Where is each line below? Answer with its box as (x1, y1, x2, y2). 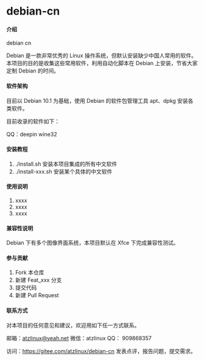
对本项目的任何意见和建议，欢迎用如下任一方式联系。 (6, 321, 140, 329)
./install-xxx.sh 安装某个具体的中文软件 (15, 167, 113, 175)
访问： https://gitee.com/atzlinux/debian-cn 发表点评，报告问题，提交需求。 (6, 347, 196, 354)
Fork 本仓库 (15, 269, 44, 276)
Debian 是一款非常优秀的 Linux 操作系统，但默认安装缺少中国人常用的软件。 (6, 52, 197, 59)
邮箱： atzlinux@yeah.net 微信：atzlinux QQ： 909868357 (6, 334, 152, 342)
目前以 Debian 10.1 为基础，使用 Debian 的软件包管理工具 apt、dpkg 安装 (6, 97, 189, 104)
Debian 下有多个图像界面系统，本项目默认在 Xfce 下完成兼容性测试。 (6, 239, 179, 247)
